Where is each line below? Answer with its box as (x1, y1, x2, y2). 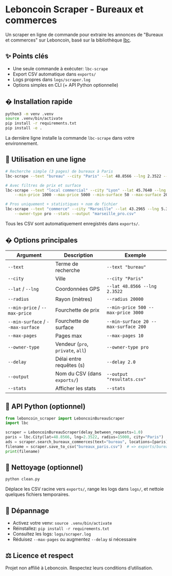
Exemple (124, 252, 146, 259)
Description (63, 252, 93, 259)
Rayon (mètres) (55, 295, 93, 302)
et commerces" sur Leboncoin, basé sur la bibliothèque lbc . (5, 37, 132, 43)
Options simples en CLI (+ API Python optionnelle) (12, 82, 119, 88)
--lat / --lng (8, 285, 39, 292)
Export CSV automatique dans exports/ (12, 71, 96, 77)
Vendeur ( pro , (55, 340, 89, 348)
